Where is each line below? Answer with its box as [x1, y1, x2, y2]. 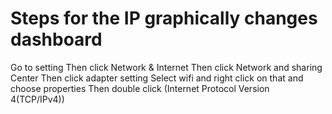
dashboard [10, 28, 103, 51]
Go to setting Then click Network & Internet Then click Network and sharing [10, 61, 323, 73]
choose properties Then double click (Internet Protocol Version [10, 82, 270, 94]
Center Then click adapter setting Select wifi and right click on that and [10, 72, 304, 84]
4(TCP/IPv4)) [10, 93, 65, 105]
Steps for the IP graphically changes [10, 7, 318, 30]
